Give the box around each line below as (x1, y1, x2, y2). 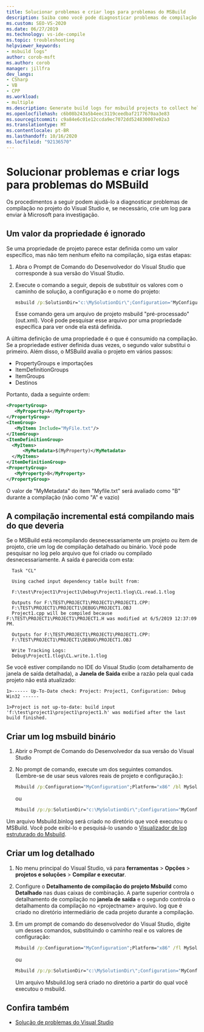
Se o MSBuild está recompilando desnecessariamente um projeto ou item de (6, 537, 198, 544)
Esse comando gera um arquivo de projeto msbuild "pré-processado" (15, 311, 189, 318)
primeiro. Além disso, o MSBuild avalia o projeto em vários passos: (6, 348, 173, 356)
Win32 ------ (6, 693, 39, 700)
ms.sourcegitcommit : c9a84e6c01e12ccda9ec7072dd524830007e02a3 (6, 116, 170, 122)
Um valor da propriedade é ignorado (6, 229, 146, 239)
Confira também (6, 1002, 70, 1013)
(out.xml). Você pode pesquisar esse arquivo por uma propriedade (15, 317, 182, 324)
